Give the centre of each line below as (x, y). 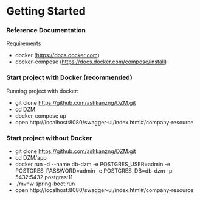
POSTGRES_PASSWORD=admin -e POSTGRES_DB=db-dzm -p (94, 171)
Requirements (24, 43)
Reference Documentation (46, 30)
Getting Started (46, 11)
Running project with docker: (43, 91)
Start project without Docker (49, 138)
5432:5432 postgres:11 (44, 177)
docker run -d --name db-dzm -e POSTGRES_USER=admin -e (93, 164)
